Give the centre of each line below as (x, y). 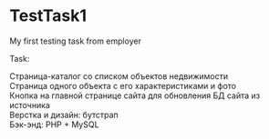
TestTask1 (48, 16)
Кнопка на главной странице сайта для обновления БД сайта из (135, 95)
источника (30, 104)
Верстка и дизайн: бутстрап (64, 114)
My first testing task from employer (75, 41)
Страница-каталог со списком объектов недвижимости (119, 76)
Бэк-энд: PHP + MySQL (54, 124)
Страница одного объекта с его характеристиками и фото (123, 85)
